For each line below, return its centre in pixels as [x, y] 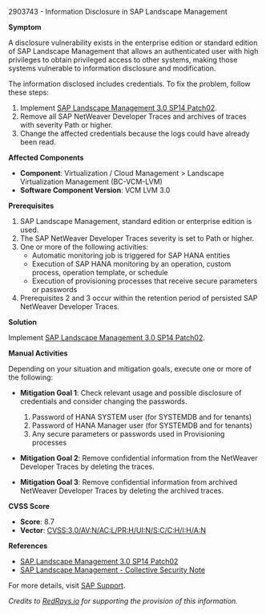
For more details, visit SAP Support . [67, 586]
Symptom [25, 27]
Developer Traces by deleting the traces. [87, 466]
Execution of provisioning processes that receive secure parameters [145, 281]
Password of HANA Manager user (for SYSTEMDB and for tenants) [142, 425]
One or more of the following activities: [84, 247]
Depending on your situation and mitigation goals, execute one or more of [130, 369]
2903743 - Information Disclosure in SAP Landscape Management [118, 12]
